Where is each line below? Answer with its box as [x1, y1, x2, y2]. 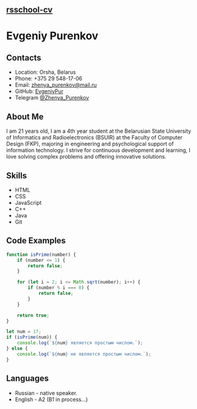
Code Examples [6, 235, 66, 246]
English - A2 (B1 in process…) [14, 396, 88, 403]
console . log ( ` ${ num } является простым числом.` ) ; [17, 340, 144, 346]
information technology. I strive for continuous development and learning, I [6, 147, 190, 154]
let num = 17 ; [6, 329, 42, 335]
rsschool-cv [6, 5, 53, 15]
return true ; [17, 312, 50, 318]
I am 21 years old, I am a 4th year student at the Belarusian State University [6, 127, 192, 135]
